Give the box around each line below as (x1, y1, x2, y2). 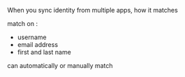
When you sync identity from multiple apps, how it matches (7, 6, 178, 14)
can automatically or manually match (7, 62, 113, 69)
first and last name (17, 48, 71, 56)
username (17, 33, 47, 41)
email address (17, 41, 58, 48)
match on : (7, 20, 38, 27)
